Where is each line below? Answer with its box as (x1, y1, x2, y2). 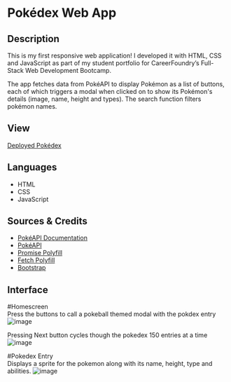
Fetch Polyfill (17, 256, 55, 264)
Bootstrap (17, 264, 46, 272)
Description (7, 33, 59, 45)
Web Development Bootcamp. (25, 67, 112, 74)
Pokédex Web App (7, 5, 117, 21)
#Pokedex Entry (7, 352, 54, 360)
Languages (7, 161, 57, 173)
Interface (7, 284, 48, 296)
